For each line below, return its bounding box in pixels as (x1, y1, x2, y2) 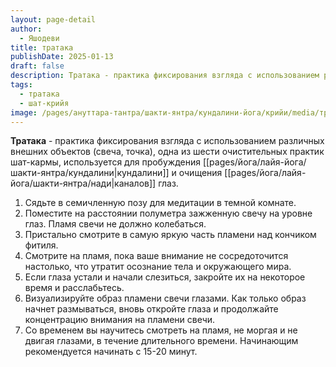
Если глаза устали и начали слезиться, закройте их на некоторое (24, 271, 306, 283)
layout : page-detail (10, 14, 97, 25)
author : (10, 24, 43, 34)
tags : (10, 80, 33, 90)
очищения (178, 167, 223, 179)
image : (10, 107, 38, 118)
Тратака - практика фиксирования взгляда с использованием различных (10, 135, 325, 147)
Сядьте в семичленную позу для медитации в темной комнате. (24, 197, 297, 209)
